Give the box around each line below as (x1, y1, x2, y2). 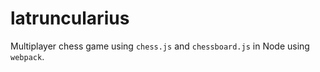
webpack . (10, 50, 45, 62)
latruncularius (10, 7, 130, 30)
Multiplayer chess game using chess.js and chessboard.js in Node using (10, 40, 310, 52)
